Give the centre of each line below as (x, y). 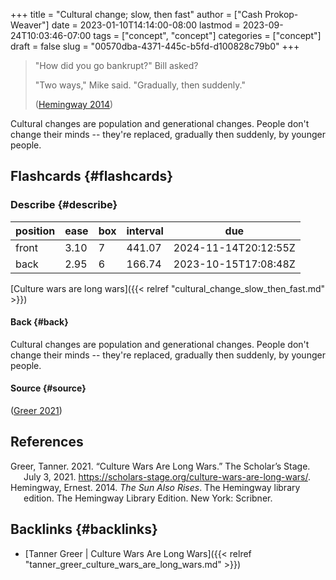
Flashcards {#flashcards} (91, 176)
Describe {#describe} (64, 205)
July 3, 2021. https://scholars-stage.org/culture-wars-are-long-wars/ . (167, 476)
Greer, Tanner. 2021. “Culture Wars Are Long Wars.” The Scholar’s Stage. (160, 466)
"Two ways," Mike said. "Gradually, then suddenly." (140, 85)
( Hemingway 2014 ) (74, 104)
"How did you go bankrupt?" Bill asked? (116, 65)
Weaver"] (30, 25)
